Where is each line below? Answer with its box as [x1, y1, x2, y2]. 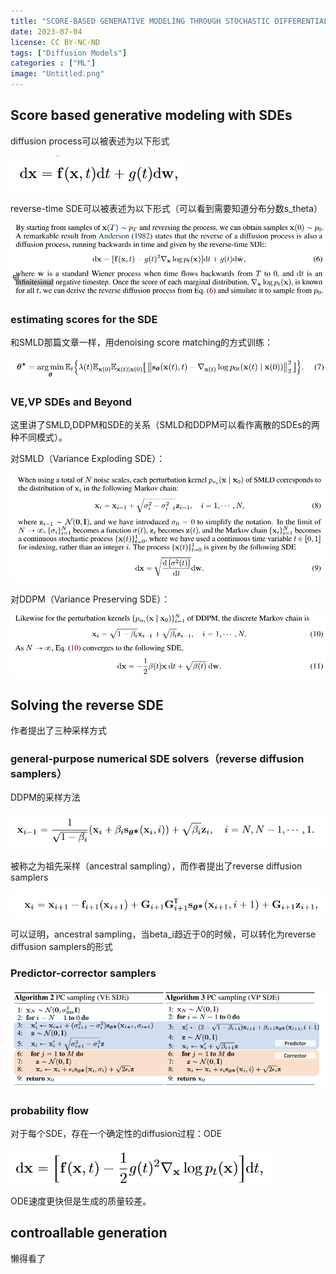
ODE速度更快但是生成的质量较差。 [10, 1195, 152, 1207]
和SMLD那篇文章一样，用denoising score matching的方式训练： [10, 336, 274, 349]
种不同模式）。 [10, 431, 68, 444]
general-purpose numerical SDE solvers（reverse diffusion [10, 751, 305, 765]
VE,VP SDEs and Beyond [10, 395, 133, 409]
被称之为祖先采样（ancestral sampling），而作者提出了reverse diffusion [10, 860, 303, 872]
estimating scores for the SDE [10, 312, 158, 326]
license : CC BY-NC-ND [10, 37, 101, 47]
